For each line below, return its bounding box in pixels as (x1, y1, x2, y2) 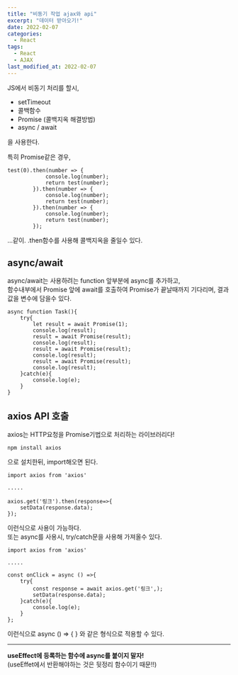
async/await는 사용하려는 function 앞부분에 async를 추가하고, (7, 277, 181, 285)
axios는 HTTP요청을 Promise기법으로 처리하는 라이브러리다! (7, 430, 175, 439)
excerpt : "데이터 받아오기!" (7, 17, 83, 24)
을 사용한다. (7, 138, 40, 146)
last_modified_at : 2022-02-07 (7, 63, 97, 70)
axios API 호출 (7, 410, 69, 422)
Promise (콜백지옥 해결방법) (17, 115, 96, 123)
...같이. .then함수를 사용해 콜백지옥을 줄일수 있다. (7, 235, 143, 245)
